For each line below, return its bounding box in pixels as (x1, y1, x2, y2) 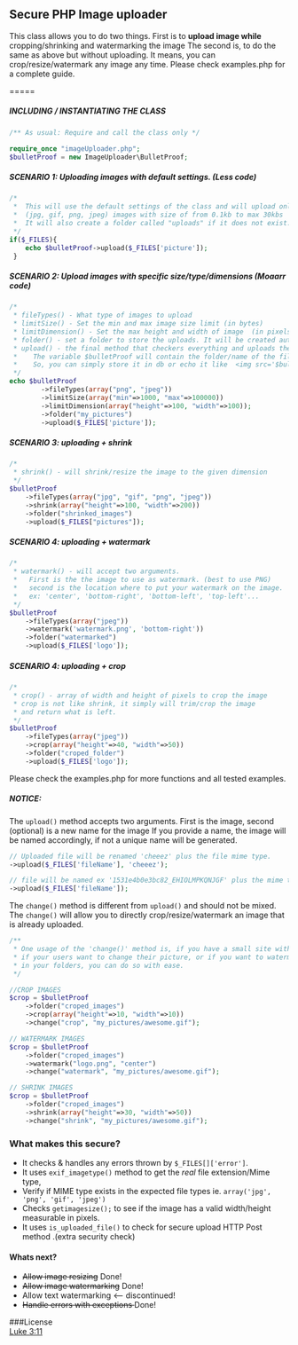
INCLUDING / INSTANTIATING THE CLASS (9, 106, 167, 116)
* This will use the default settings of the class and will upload (12, 202, 276, 211)
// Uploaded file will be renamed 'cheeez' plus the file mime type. (9, 852, 272, 861)
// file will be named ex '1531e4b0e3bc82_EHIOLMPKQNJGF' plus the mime (9, 876, 284, 885)
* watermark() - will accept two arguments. (12, 567, 180, 576)
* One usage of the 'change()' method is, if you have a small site (12, 945, 272, 954)
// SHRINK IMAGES (9, 1083, 74, 1092)
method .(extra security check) (21, 1231, 136, 1242)
